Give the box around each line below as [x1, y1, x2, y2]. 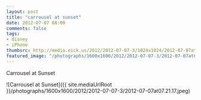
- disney [6, 36, 28, 42]
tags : [6, 31, 20, 37]
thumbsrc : [6, 48, 31, 54]
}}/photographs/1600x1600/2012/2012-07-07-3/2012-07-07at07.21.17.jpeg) [6, 87, 190, 94]
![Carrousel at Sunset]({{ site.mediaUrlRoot [6, 81, 112, 88]
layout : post [6, 8, 39, 15]
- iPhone [6, 42, 28, 48]
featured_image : [6, 53, 47, 59]
